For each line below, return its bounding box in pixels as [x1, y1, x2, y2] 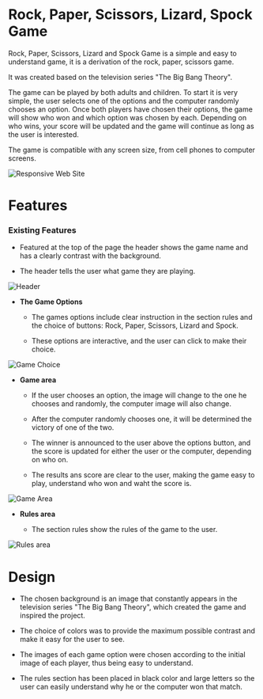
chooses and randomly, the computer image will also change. [31, 399, 231, 408]
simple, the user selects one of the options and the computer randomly [8, 96, 239, 105]
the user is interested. [8, 129, 79, 139]
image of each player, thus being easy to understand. [19, 659, 193, 668]
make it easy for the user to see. [19, 635, 125, 644]
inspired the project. [19, 611, 85, 621]
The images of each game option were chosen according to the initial [19, 650, 246, 659]
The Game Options [19, 297, 83, 306]
